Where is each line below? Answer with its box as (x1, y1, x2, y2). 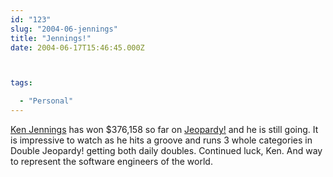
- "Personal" (19, 96, 74, 106)
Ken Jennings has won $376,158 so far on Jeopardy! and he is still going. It (10, 124, 319, 135)
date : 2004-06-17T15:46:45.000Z (10, 42, 145, 53)
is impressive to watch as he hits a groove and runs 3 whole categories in (10, 134, 313, 146)
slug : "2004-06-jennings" (10, 24, 118, 34)
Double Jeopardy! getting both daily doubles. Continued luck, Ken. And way (10, 145, 323, 156)
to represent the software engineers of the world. (10, 156, 213, 167)
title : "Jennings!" (10, 33, 92, 43)
